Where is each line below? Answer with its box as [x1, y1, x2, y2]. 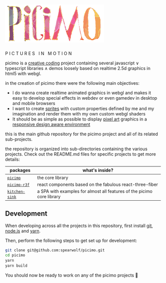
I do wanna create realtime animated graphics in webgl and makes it [12, 90, 152, 96]
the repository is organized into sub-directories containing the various [5, 146, 148, 152]
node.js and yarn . [5, 227, 41, 234]
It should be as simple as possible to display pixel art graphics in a [12, 116, 147, 122]
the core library [37, 174, 68, 180]
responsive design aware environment [12, 121, 90, 127]
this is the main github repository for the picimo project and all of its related [5, 131, 158, 137]
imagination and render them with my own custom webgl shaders [12, 111, 146, 116]
